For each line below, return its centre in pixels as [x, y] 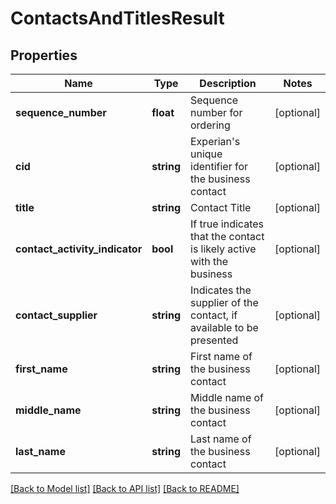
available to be [224, 327]
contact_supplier [56, 315]
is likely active [223, 249]
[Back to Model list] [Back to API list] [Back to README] [125, 488]
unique [206, 154]
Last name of [221, 439]
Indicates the [221, 290]
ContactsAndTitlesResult [117, 18]
